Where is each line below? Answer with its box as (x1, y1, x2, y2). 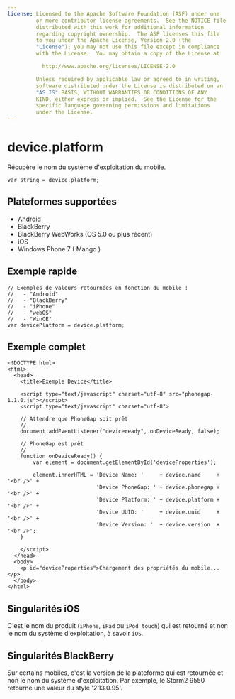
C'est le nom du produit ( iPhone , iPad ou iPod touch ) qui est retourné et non (7, 622, 229, 630)
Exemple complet (7, 340, 86, 352)
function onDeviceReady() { (20, 453, 103, 460)
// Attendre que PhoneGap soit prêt (20, 416, 129, 423)
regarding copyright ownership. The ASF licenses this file (35, 30, 220, 38)
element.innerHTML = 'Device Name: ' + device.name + (33, 472, 220, 479)
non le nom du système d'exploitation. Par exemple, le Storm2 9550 (7, 676, 205, 684)
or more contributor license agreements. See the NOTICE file (35, 17, 227, 24)
